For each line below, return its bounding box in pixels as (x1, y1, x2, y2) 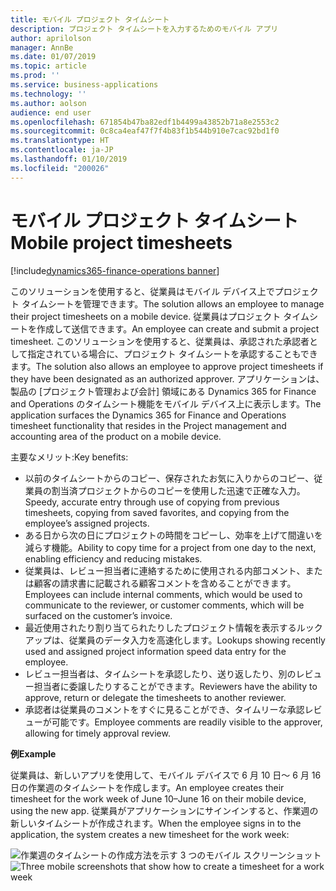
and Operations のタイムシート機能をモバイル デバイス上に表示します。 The (10, 397, 322, 410)
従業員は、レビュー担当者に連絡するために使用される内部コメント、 (24, 564, 306, 576)
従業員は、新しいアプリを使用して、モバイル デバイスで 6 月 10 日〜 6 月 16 (10, 769, 322, 781)
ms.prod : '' (10, 71, 60, 81)
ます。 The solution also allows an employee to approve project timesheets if (10, 360, 324, 372)
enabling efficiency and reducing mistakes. (24, 552, 203, 565)
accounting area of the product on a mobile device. (10, 430, 222, 442)
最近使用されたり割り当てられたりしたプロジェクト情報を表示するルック (24, 621, 323, 633)
